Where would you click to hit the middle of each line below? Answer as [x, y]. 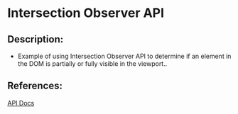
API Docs [21, 103]
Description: [36, 39]
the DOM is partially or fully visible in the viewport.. [92, 64]
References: [35, 86]
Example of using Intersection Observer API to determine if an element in [124, 56]
